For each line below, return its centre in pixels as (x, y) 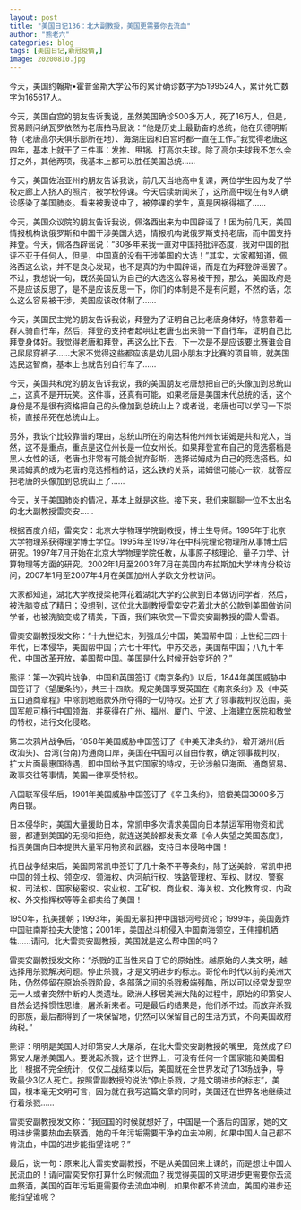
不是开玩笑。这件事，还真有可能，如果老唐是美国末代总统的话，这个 (166, 395)
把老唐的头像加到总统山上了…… (67, 481)
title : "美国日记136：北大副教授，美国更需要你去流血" (100, 26)
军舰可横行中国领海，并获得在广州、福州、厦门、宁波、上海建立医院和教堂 (154, 711)
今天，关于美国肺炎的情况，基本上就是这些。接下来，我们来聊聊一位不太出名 (150, 500)
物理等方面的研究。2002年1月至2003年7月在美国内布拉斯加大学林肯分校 (150, 564)
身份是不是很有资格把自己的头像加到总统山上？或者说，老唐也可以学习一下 (146, 406)
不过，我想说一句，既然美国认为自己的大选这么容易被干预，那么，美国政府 (146, 278)
